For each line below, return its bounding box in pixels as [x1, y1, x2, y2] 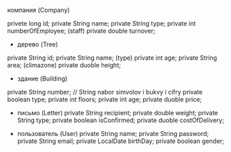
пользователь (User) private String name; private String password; [17, 130, 209, 137]
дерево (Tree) [17, 40, 59, 48]
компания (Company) [7, 6, 71, 14]
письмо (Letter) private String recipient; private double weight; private [17, 109, 219, 117]
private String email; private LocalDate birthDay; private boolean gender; [17, 137, 225, 145]
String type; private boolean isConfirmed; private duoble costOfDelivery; [17, 116, 225, 124]
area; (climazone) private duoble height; [7, 61, 121, 69]
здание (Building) [17, 74, 68, 83]
